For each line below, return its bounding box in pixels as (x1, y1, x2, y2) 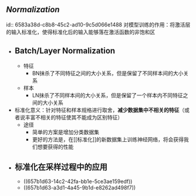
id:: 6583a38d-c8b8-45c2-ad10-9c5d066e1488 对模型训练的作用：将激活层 (6, 21, 191, 28)
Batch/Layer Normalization (14, 46, 116, 56)
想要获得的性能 (37, 143, 74, 150)
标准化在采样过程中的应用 (14, 162, 107, 172)
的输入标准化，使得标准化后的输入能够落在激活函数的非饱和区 (6, 28, 156, 35)
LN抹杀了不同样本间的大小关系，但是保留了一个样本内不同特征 (32, 91, 183, 99)
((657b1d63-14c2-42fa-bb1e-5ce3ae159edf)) (23, 178, 133, 185)
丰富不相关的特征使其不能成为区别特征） (25, 114, 123, 121)
